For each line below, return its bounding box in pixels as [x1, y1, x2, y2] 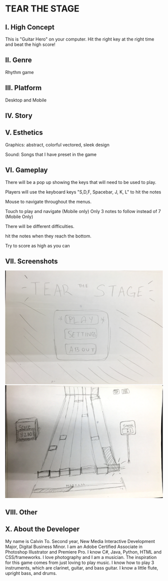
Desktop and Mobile [5, 97, 46, 103]
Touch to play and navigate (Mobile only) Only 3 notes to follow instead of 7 [5, 208, 161, 214]
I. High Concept [5, 23, 55, 31]
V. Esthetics [5, 128, 43, 137]
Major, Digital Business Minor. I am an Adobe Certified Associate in [5, 543, 142, 549]
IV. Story [5, 111, 32, 120]
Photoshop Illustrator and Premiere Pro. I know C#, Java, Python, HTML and [5, 548, 161, 555]
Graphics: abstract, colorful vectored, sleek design [5, 141, 110, 147]
